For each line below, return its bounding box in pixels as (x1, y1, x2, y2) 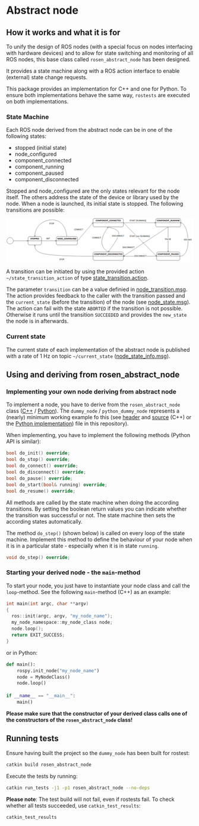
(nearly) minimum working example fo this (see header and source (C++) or (6, 414, 192, 421)
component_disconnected (14, 176, 79, 183)
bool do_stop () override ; (6, 457, 70, 463)
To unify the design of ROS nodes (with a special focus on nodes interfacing (6, 43, 193, 50)
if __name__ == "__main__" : (6, 693, 76, 699)
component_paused (14, 169, 64, 177)
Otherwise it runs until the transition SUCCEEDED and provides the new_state (6, 311, 187, 318)
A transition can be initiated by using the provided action (6, 268, 144, 275)
